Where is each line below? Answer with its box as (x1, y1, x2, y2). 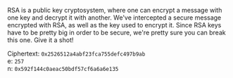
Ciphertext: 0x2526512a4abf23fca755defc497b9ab (7, 49, 146, 58)
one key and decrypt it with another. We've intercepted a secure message (7, 13, 222, 22)
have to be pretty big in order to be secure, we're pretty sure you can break (7, 28, 227, 37)
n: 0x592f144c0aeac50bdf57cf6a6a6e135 (7, 65, 119, 72)
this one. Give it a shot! (7, 36, 74, 44)
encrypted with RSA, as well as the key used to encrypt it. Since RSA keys (7, 21, 222, 29)
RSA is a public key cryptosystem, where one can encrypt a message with (7, 6, 222, 14)
